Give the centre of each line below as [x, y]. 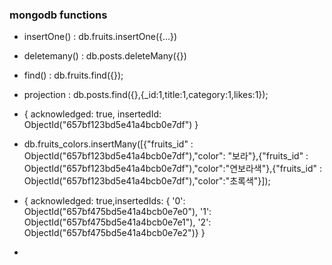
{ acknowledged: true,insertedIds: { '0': [104, 201]
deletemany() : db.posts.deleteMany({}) [105, 56]
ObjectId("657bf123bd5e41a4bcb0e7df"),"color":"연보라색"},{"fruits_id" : [172, 169]
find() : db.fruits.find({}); [73, 75]
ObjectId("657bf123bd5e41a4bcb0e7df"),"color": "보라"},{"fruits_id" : [166, 156]
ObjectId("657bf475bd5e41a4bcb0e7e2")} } [114, 233]
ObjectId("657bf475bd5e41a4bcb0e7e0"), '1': [117, 212]
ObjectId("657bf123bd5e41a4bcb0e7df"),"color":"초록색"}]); [147, 181]
